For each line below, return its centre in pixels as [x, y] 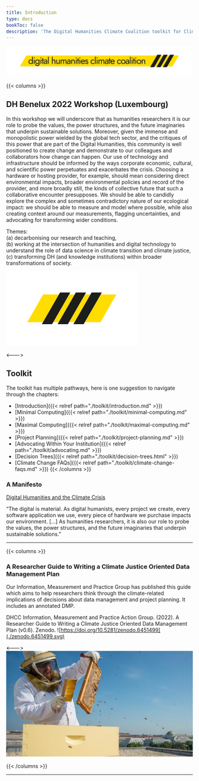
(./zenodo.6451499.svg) [36, 636]
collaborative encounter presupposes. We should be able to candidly [90, 195]
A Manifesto [24, 484]
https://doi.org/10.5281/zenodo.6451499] [111, 630]
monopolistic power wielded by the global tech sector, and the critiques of [97, 137]
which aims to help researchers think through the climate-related [85, 593]
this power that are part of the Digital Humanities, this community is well [94, 144]
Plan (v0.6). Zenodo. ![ [33, 630]
